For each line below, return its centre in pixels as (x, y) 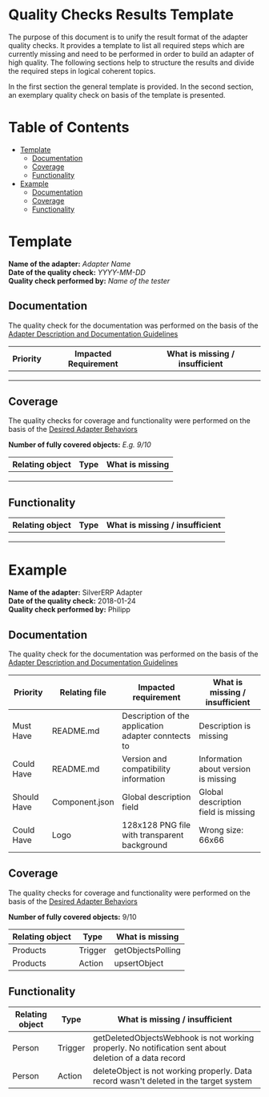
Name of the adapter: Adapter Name (70, 264)
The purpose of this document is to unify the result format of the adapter (128, 37)
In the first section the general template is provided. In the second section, (131, 87)
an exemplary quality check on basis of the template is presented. (117, 95)
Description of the (156, 716)
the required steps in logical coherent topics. (82, 71)
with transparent (153, 835)
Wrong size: (221, 830)
